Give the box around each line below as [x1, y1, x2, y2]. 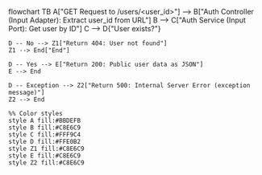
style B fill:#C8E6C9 [8, 124, 81, 132]
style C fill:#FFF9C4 [8, 131, 81, 139]
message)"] [8, 88, 45, 96]
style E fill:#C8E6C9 [8, 152, 81, 160]
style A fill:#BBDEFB [8, 116, 81, 124]
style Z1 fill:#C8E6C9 [8, 144, 85, 153]
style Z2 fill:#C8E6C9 [8, 159, 85, 167]
